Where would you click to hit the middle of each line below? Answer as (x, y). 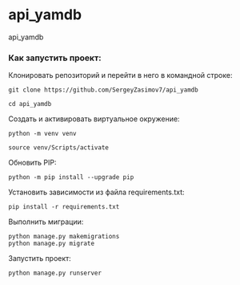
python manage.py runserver (55, 273)
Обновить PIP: (33, 163)
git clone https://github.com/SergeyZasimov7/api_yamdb (103, 90)
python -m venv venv (43, 134)
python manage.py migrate (51, 244)
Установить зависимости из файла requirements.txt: (96, 192)
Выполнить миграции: (46, 222)
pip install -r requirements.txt (64, 207)
